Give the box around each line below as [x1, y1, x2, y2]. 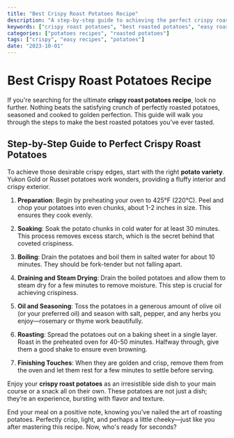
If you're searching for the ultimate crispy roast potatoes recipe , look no [7, 96, 216, 104]
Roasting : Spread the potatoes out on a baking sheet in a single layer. [17, 330, 218, 338]
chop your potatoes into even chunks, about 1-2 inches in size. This [17, 203, 211, 211]
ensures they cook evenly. [17, 211, 93, 219]
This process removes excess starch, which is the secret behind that [17, 232, 214, 240]
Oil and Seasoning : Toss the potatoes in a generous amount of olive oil [17, 301, 221, 310]
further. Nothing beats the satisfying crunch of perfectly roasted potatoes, [7, 103, 221, 112]
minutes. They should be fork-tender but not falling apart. [17, 259, 182, 269]
